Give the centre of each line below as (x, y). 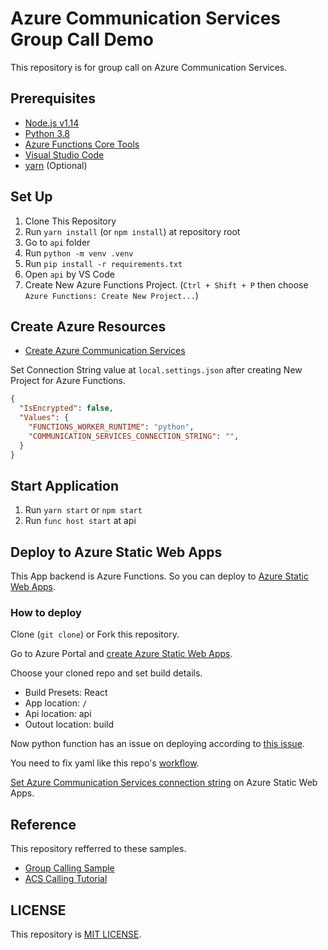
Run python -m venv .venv (79, 253)
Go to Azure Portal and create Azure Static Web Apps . (121, 654)
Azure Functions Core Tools (82, 144)
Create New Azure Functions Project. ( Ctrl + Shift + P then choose (166, 284)
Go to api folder (57, 242)
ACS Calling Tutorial (66, 879)
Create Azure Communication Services (105, 351)
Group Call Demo (82, 39)
